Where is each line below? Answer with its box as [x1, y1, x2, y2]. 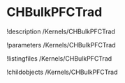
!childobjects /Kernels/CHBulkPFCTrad [6, 68, 118, 76]
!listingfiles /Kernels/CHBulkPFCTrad [6, 54, 112, 63]
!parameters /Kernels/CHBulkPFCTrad [6, 40, 116, 49]
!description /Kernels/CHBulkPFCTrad [6, 27, 116, 36]
